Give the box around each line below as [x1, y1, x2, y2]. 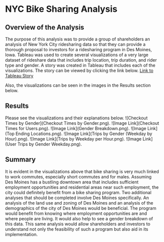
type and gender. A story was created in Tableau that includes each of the [5, 63, 156, 68]
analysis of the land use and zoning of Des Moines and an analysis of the [5, 200, 154, 206]
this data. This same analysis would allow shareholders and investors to [5, 221, 151, 227]
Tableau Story [5, 73, 33, 78]
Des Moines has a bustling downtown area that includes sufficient [5, 179, 139, 185]
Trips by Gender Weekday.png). [17, 141, 82, 147]
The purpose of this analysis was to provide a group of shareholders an [5, 36, 150, 42]
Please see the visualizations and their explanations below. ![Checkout [5, 115, 148, 121]
